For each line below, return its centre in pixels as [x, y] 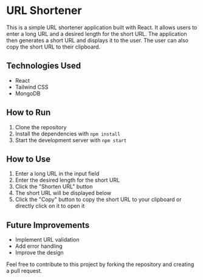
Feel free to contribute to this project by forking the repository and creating [100, 264]
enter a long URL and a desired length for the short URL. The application [97, 33]
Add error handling [39, 246]
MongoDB [28, 93]
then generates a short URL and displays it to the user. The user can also [97, 40]
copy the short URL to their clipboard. [53, 47]
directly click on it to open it [50, 206]
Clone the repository [41, 127]
